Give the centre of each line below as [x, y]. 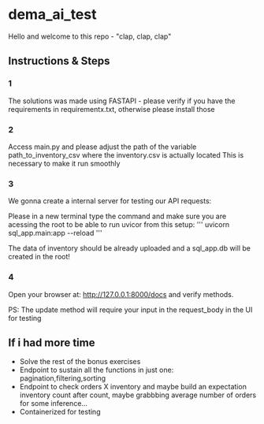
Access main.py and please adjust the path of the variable [102, 147]
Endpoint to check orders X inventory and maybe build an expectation [133, 387]
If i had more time [52, 342]
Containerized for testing [60, 412]
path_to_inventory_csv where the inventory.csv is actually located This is [126, 154]
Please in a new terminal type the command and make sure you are [117, 216]
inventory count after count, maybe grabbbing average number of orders [138, 395]
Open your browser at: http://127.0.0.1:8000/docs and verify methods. [121, 294]
